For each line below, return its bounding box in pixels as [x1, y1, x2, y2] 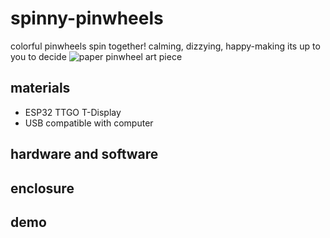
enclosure [10, 180, 75, 197]
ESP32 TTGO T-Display [24, 106, 122, 118]
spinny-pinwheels [10, 7, 164, 30]
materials [10, 80, 71, 97]
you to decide [10, 50, 67, 62]
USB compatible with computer [24, 117, 154, 129]
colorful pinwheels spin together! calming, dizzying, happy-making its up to [10, 40, 321, 52]
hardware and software [10, 146, 159, 163]
